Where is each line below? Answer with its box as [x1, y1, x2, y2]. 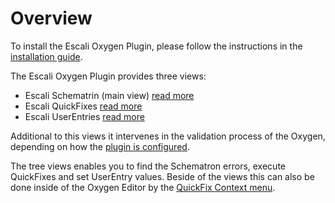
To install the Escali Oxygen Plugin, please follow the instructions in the [10, 40, 303, 52]
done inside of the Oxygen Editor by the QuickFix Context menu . [10, 181, 276, 193]
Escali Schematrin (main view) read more [24, 89, 195, 101]
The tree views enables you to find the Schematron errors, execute [10, 160, 286, 172]
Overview [10, 7, 93, 30]
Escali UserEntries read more [24, 110, 145, 122]
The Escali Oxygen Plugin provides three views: [10, 70, 207, 82]
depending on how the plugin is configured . [10, 140, 190, 152]
